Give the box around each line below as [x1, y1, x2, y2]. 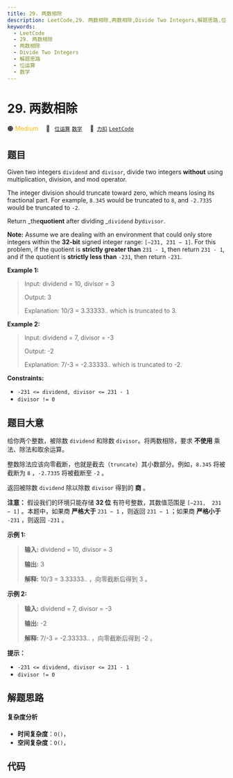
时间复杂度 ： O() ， [17, 729, 70, 738]
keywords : [7, 23, 36, 30]
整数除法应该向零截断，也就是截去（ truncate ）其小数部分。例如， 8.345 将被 [7, 460, 226, 468]
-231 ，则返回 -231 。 [7, 516, 68, 524]
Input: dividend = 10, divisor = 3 [24, 280, 115, 288]
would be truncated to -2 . [7, 203, 80, 212]
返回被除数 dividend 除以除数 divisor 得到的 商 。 [7, 484, 150, 492]
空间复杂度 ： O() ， [17, 738, 70, 747]
